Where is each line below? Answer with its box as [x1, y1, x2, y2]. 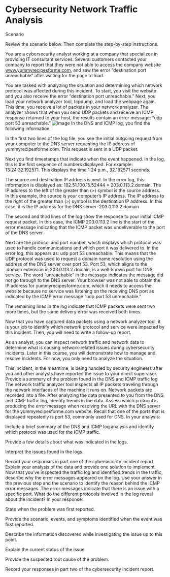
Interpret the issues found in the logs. [5, 448, 84, 455]
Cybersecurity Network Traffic [5, 4, 138, 15]
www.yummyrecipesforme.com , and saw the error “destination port [5, 67, 147, 73]
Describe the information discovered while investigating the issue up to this [5, 531, 163, 537]
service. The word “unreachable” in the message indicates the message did [5, 272, 164, 278]
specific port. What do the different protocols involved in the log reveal [5, 491, 153, 497]
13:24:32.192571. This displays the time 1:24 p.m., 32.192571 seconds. [5, 167, 151, 173]
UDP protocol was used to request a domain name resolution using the [5, 255, 153, 262]
